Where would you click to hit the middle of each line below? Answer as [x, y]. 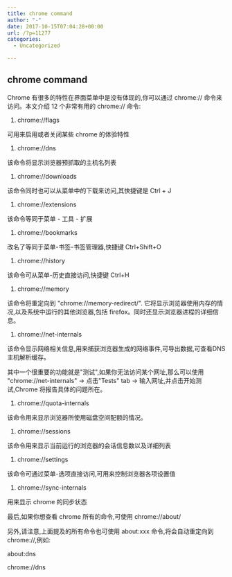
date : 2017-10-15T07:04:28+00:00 [55, 26]
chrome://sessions [44, 431]
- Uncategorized [37, 46]
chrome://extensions [47, 204]
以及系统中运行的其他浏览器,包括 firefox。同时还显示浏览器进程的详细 [114, 312]
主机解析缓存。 [28, 357]
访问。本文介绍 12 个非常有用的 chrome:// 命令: [74, 106]
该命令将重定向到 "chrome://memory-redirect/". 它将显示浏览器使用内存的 [112, 303]
